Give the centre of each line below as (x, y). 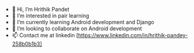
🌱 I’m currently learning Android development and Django (83, 22)
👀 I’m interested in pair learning (50, 16)
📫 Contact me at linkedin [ (45, 35)
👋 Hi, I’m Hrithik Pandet (41, 9)
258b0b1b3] (27, 44)
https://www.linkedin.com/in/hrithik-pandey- (133, 35)
